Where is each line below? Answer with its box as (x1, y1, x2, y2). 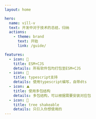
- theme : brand (13, 34, 44, 39)
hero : (4, 16, 16, 21)
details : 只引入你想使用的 (13, 107, 62, 112)
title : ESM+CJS (13, 61, 44, 66)
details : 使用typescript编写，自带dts (13, 79, 87, 85)
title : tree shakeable (13, 102, 59, 107)
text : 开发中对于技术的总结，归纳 (9, 25, 69, 30)
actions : (9, 30, 27, 35)
